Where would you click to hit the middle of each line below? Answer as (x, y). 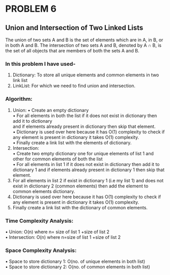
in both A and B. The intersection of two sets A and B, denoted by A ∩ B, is (83, 45)
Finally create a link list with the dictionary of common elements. (80, 207)
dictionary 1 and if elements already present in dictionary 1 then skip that (89, 170)
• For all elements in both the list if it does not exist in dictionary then (85, 116)
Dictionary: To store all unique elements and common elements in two (86, 75)
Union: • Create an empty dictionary (51, 110)
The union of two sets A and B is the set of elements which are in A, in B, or (84, 40)
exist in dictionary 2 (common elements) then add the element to (80, 186)
